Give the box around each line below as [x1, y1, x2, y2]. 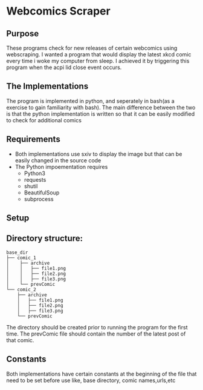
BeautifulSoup [24, 189, 60, 196]
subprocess [24, 195, 54, 202]
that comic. [6, 336, 34, 343]
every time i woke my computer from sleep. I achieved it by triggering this [6, 58, 190, 64]
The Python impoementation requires [14, 163, 108, 170]
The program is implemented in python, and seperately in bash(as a [6, 97, 175, 104]
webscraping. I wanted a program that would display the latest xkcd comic [6, 51, 192, 58]
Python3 [24, 170, 45, 177]
